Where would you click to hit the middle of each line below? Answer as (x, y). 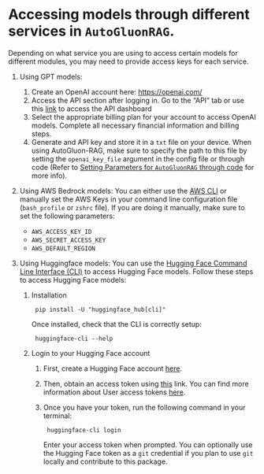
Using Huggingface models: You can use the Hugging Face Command (133, 263)
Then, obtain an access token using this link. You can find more (146, 383)
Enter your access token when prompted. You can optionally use (148, 444)
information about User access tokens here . (114, 392)
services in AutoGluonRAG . (91, 31)
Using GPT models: (51, 76)
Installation (49, 295)
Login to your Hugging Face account (91, 353)
